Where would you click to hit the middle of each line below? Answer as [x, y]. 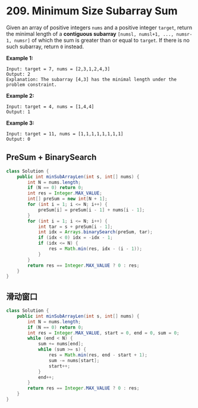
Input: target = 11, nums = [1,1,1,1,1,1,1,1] [65, 134]
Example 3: [20, 123]
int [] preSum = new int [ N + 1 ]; [68, 199]
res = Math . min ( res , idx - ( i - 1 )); [95, 249]
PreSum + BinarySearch [51, 157]
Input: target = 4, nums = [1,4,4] [50, 106]
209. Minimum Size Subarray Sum [92, 11]
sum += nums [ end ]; [61, 344]
